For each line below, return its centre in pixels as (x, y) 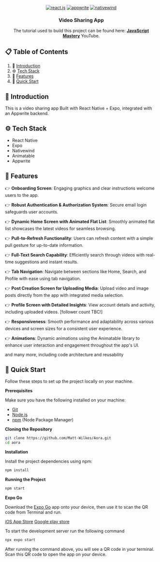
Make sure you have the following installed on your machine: (65, 400)
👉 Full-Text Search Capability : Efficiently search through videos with (75, 255)
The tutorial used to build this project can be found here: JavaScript (81, 31)
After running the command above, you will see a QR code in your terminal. (80, 549)
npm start (15, 488)
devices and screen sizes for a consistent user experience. (64, 328)
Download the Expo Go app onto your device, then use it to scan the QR (77, 507)
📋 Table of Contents (37, 52)
